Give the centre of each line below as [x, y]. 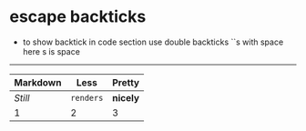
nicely [126, 97]
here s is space [51, 51]
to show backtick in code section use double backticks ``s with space [153, 42]
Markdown [38, 82]
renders [87, 98]
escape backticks [78, 17]
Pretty [126, 82]
